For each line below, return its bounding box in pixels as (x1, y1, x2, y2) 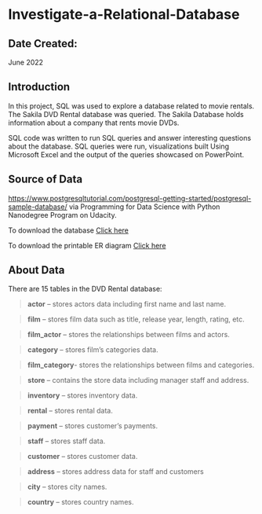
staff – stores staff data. (27, 436, 106, 446)
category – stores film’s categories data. (27, 345, 158, 354)
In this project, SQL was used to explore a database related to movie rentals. (8, 101, 255, 111)
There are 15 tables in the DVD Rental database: (8, 285, 162, 294)
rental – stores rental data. (27, 406, 114, 416)
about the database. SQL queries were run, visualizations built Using (8, 141, 230, 151)
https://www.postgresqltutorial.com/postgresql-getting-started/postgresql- (8, 193, 252, 203)
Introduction (8, 80, 71, 94)
